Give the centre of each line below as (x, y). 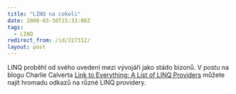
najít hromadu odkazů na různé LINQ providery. (77, 82)
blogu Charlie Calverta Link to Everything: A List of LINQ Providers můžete (116, 75)
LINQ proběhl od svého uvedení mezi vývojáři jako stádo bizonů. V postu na (118, 67)
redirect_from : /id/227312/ (49, 41)
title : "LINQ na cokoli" (44, 14)
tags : (15, 27)
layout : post (27, 47)
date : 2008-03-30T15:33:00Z (49, 21)
